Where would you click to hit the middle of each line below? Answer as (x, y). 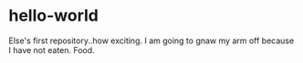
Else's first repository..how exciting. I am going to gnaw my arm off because (151, 40)
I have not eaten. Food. (52, 49)
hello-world (54, 16)
